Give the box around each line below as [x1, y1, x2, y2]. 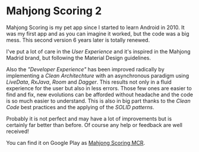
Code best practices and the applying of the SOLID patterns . [6, 103, 154, 110]
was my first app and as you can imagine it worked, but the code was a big [6, 30, 189, 37]
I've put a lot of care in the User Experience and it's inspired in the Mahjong [6, 47, 191, 55]
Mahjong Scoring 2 [6, 4, 102, 18]
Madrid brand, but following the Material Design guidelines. [6, 54, 151, 61]
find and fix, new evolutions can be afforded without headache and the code [6, 91, 193, 98]
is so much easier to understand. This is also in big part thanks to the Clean [6, 97, 191, 104]
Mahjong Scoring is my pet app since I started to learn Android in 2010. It [6, 24, 185, 31]
